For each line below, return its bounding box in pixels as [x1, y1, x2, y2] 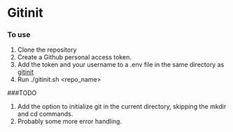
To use [7, 30, 31, 40]
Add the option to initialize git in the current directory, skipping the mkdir [17, 103, 227, 111]
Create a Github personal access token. [17, 53, 132, 61]
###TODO [7, 89, 37, 97]
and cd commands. [17, 110, 73, 118]
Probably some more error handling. [17, 117, 122, 126]
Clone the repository [17, 45, 77, 54]
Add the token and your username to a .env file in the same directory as [17, 61, 225, 69]
